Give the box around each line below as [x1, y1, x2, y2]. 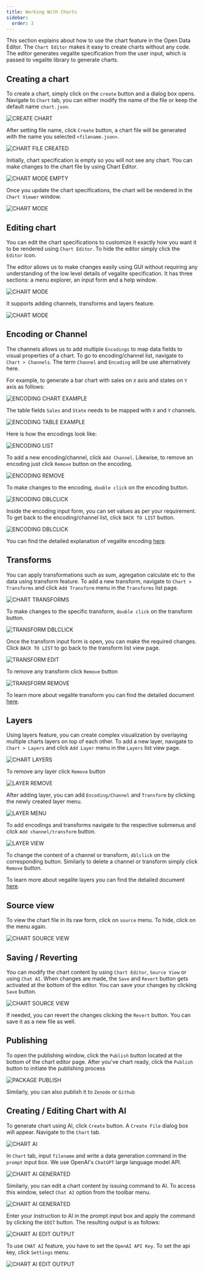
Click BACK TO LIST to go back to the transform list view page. [6, 644, 160, 651]
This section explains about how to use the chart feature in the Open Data [6, 37, 191, 44]
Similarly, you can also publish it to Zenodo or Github [6, 1088, 135, 1095]
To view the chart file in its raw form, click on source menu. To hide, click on [6, 917, 196, 924]
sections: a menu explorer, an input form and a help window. [6, 276, 157, 283]
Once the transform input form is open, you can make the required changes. [6, 637, 197, 645]
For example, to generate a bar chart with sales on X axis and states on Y [6, 376, 188, 384]
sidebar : [6, 15, 29, 21]
